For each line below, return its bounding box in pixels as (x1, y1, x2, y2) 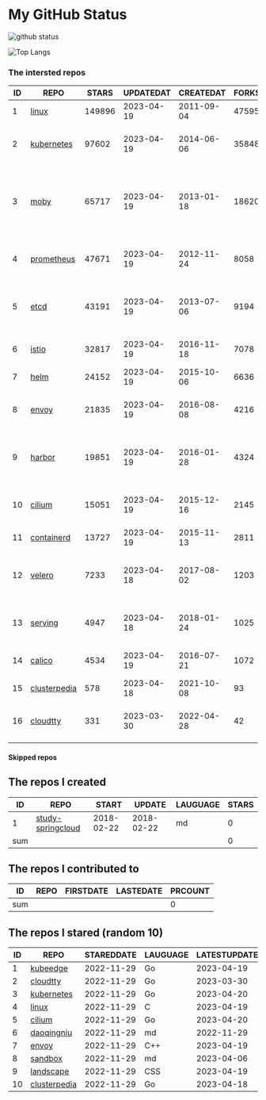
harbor (30, 452, 55, 463)
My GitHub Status (8, 6, 127, 24)
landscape (30, 1066, 70, 1077)
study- (35, 812, 63, 823)
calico (30, 655, 53, 666)
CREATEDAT (178, 87, 226, 98)
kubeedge (30, 963, 69, 974)
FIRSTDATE (64, 886, 109, 897)
